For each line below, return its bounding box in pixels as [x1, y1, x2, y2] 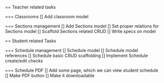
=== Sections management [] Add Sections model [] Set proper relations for [5, 23, 159, 29]
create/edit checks [5, 58, 43, 63]
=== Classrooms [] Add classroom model [5, 14, 89, 19]
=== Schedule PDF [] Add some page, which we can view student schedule [5, 67, 159, 73]
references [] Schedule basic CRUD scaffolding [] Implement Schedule [5, 53, 148, 58]
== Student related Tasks [5, 38, 56, 44]
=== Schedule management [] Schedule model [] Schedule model [5, 48, 138, 53]
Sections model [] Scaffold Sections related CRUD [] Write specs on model [5, 28, 156, 34]
